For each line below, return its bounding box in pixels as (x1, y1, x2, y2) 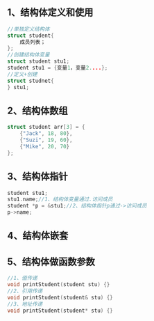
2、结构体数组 (7, 104, 68, 116)
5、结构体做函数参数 (7, 256, 96, 267)
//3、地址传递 (7, 300, 43, 308)
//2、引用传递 (7, 288, 43, 295)
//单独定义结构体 (7, 25, 50, 33)
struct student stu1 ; (7, 58, 70, 65)
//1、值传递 (7, 274, 38, 282)
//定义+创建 (7, 70, 38, 78)
